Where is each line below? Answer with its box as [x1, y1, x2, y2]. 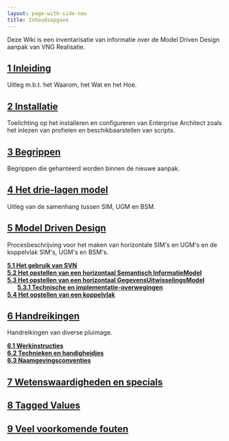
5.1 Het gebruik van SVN [7, 261, 77, 269]
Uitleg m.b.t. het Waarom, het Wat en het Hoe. [7, 80, 137, 89]
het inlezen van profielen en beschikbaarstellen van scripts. [7, 126, 176, 135]
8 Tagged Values [7, 400, 81, 411]
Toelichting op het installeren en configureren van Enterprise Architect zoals [7, 119, 222, 127]
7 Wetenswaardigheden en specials [7, 376, 163, 388]
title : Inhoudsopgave [7, 16, 69, 23]
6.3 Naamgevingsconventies [7, 357, 91, 365]
